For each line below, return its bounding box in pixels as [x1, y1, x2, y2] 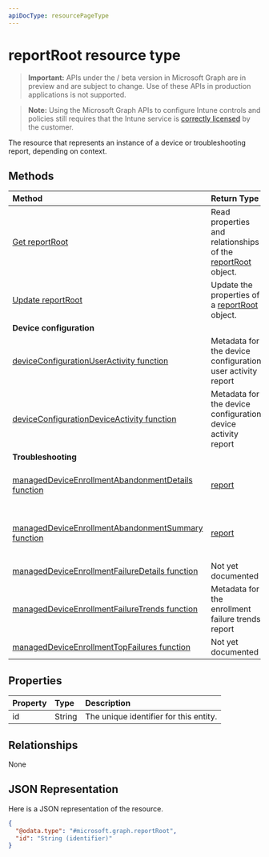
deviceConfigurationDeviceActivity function [12, 414, 177, 425]
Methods [8, 169, 54, 182]
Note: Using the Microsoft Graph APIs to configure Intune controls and [27, 105, 261, 114]
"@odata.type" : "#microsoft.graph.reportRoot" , [15, 827, 178, 835]
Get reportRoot [12, 237, 69, 248]
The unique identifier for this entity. [85, 711, 218, 723]
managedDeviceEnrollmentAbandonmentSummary [12, 523, 203, 534]
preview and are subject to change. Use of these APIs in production [27, 81, 251, 90]
